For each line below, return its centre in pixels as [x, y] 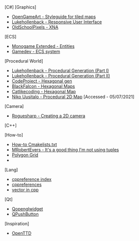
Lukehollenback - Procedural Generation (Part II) [61, 76]
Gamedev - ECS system [36, 52]
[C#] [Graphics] [20, 7]
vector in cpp [25, 190]
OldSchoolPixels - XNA [35, 27]
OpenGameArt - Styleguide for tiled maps [54, 17]
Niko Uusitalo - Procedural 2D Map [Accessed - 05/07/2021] [73, 97]
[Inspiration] [17, 224]
